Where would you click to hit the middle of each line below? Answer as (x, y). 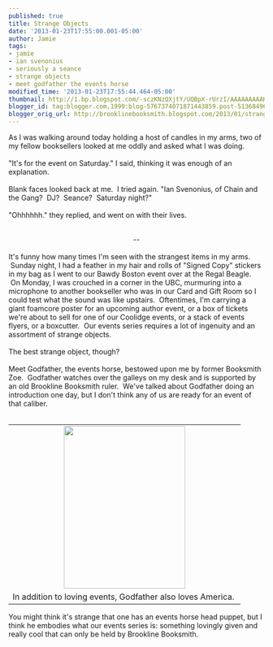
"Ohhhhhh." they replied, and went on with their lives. (97, 215)
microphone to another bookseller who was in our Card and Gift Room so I (132, 291)
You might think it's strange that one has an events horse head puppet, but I (135, 617)
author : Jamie (32, 39)
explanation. (29, 172)
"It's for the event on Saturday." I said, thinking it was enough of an (120, 163)
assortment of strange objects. (60, 334)
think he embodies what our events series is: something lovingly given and (133, 625)
